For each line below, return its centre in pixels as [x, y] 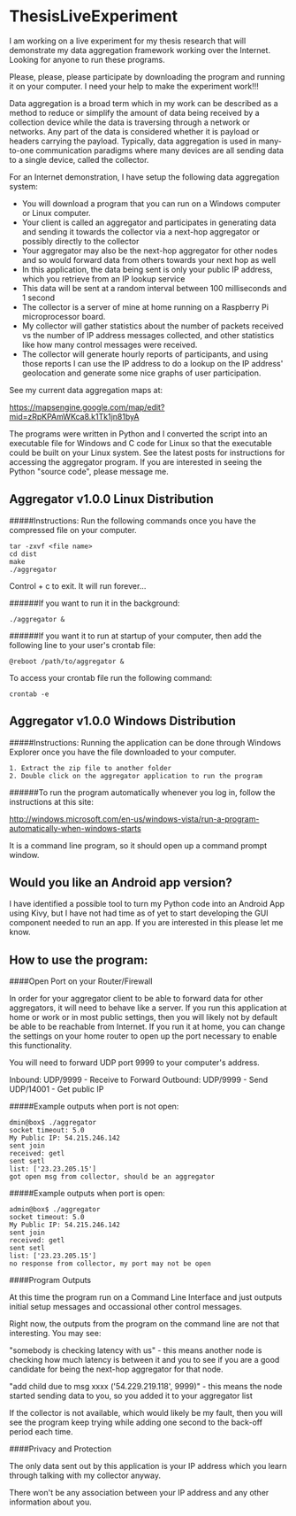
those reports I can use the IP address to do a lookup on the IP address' [152, 363]
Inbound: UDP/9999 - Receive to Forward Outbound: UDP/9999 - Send [139, 1080]
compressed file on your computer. [73, 530]
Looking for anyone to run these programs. [87, 59]
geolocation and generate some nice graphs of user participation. [141, 373]
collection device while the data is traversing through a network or [129, 122]
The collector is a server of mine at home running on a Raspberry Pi [145, 306]
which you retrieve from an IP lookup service [103, 278]
